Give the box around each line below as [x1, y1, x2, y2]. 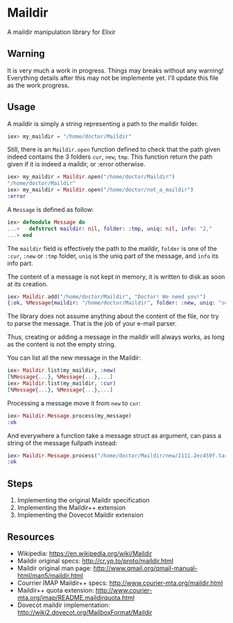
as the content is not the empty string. [7, 340, 116, 349]
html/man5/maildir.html [17, 571, 83, 579]
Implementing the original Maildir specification [17, 496, 150, 504]
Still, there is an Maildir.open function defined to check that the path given [7, 146, 221, 154]
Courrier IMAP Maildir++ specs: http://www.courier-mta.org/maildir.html [17, 579, 223, 587]
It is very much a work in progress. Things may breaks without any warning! [7, 66, 224, 74]
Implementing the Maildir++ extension [17, 504, 126, 512]
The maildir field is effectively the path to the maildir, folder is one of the [7, 244, 217, 252]
